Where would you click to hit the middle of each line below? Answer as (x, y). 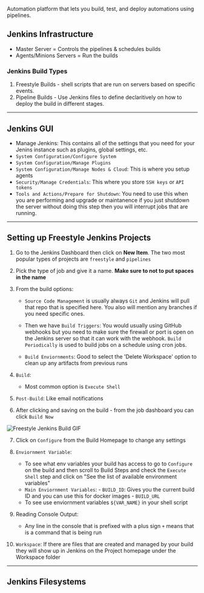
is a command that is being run (63, 532)
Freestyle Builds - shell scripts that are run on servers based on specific (105, 84)
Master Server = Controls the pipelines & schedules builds (88, 49)
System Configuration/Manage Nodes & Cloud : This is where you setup (103, 169)
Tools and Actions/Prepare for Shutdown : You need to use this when (102, 193)
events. (25, 91)
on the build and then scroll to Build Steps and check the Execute (105, 470)
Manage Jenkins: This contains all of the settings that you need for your (105, 143)
